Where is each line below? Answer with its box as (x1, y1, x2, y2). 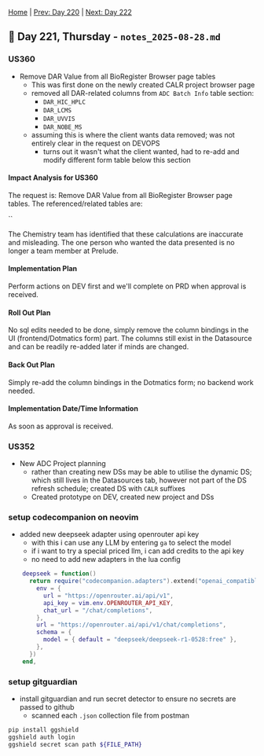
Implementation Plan (8, 264, 78, 273)
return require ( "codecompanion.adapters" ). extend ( (28, 578, 199, 585)
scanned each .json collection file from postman (31, 710, 190, 720)
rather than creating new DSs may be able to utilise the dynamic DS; (31, 468, 252, 476)
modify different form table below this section (42, 155, 191, 164)
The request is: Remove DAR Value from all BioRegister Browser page (8, 190, 233, 200)
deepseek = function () (22, 570, 97, 578)
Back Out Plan (8, 360, 55, 369)
